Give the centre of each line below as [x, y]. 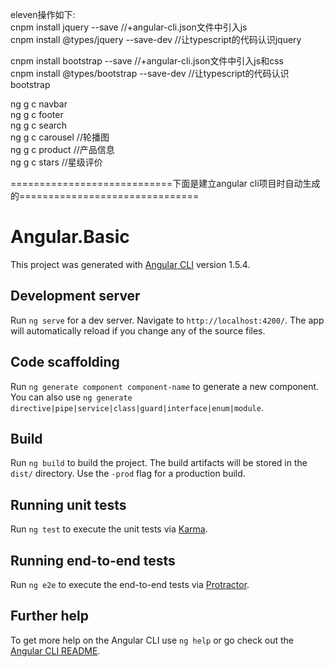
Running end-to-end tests [93, 560]
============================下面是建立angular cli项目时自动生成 [165, 183]
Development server [75, 296]
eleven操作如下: [43, 14]
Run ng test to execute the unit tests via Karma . [109, 529]
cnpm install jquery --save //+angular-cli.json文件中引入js [129, 27]
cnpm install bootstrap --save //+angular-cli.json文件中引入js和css [147, 61]
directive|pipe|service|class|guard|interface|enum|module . [137, 407]
